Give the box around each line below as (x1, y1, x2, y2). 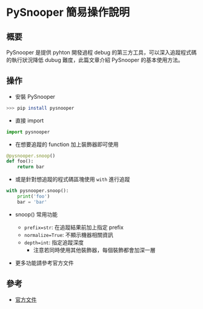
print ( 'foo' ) (17, 193, 50, 200)
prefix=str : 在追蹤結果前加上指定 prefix (24, 224, 124, 231)
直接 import (15, 116, 44, 124)
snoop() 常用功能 (15, 210, 58, 218)
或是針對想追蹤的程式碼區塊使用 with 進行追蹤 (15, 176, 130, 183)
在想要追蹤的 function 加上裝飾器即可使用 (15, 141, 119, 148)
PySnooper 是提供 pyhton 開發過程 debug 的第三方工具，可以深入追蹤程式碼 (6, 49, 197, 56)
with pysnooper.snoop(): (6, 188, 69, 194)
